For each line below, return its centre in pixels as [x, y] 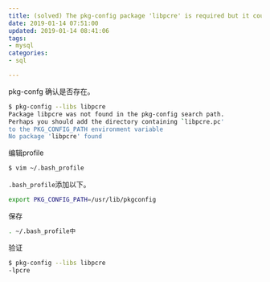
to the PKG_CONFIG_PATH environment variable [86, 129]
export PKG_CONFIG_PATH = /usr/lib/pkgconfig [82, 200]
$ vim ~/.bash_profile [46, 168]
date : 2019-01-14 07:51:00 [53, 23]
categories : [28, 53]
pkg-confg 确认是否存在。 [51, 91]
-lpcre [19, 270]
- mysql [21, 46]
